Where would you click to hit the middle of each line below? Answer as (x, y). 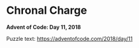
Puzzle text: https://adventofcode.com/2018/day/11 (69, 38)
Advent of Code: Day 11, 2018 (44, 27)
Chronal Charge (47, 10)
